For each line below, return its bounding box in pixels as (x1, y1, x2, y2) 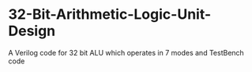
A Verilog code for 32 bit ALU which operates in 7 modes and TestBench (8, 48, 245, 57)
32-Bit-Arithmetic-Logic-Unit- (8, 5, 212, 23)
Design (8, 22, 56, 40)
